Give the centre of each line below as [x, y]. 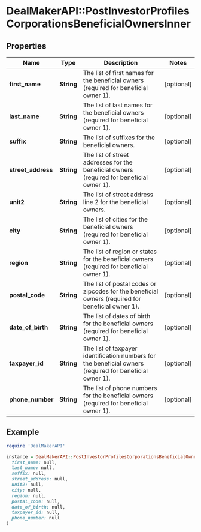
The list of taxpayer [110, 348]
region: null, [29, 496]
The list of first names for [118, 73]
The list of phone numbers [120, 388]
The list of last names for [118, 105]
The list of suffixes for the [119, 138]
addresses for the [108, 162]
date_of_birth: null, [39, 507]
